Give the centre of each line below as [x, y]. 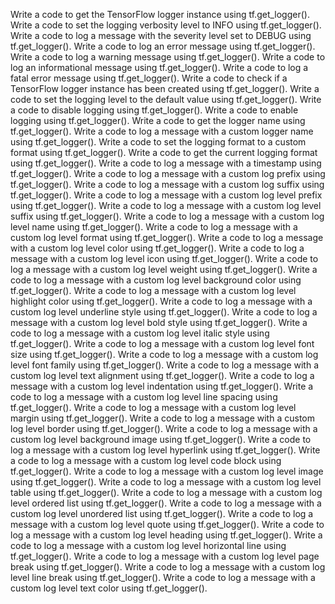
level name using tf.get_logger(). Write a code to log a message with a [154, 227]
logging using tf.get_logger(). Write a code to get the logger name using [158, 120]
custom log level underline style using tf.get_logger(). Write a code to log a [164, 312]
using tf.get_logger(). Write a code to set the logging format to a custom [158, 142]
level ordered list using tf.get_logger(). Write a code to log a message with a [166, 503]
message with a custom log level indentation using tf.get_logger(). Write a [162, 386]
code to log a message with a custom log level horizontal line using [148, 545]
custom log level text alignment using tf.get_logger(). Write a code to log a [162, 375]
